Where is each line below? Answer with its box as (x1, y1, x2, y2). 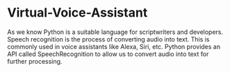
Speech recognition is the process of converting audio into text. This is (7, 35, 210, 43)
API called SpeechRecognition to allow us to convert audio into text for (7, 50, 209, 58)
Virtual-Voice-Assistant (7, 5, 148, 21)
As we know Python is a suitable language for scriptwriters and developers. (7, 28, 224, 36)
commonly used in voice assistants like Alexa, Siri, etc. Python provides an (7, 42, 221, 51)
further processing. (7, 57, 63, 65)
